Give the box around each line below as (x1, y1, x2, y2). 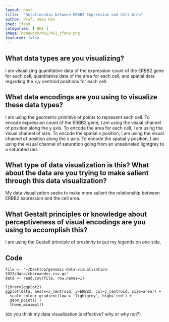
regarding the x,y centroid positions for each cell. (5, 78, 107, 84)
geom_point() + (10, 298, 42, 303)
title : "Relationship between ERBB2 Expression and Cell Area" (5, 12, 143, 17)
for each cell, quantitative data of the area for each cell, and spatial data (5, 73, 155, 79)
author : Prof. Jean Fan (5, 17, 55, 22)
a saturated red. (5, 146, 38, 152)
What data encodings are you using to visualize (5, 93, 157, 101)
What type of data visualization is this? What (5, 161, 149, 169)
